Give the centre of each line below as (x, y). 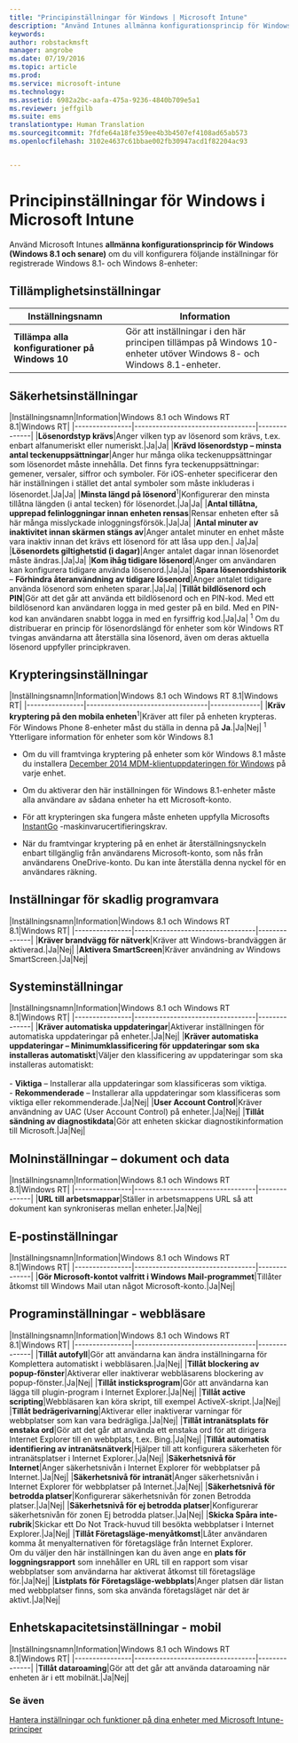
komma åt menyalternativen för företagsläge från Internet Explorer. (131, 1543)
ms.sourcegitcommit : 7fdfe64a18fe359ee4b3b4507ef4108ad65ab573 (129, 133)
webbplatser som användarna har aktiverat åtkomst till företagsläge (132, 1571)
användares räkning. (59, 871)
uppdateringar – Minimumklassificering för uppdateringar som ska (134, 1046)
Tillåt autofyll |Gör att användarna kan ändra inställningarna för (153, 1354)
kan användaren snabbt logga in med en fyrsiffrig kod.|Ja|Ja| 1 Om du (153, 617)
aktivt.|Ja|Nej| (35, 1599)
